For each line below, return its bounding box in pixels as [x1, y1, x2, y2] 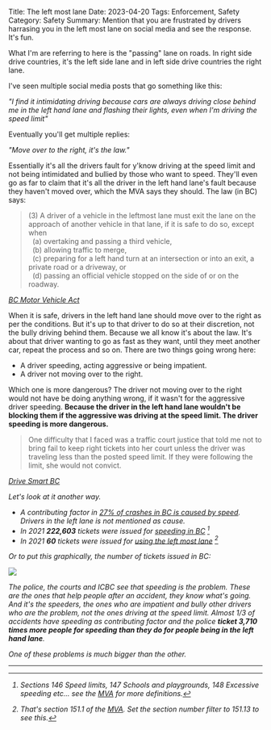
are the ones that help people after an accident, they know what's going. [8, 591, 252, 601]
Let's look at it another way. [8, 492, 102, 501]
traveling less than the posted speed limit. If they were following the [27, 452, 253, 461]
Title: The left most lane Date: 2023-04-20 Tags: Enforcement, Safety [8, 7, 240, 16]
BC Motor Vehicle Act [8, 295, 80, 304]
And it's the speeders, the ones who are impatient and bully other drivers [8, 599, 252, 609]
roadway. [27, 279, 60, 289]
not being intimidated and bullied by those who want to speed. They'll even [8, 170, 258, 178]
